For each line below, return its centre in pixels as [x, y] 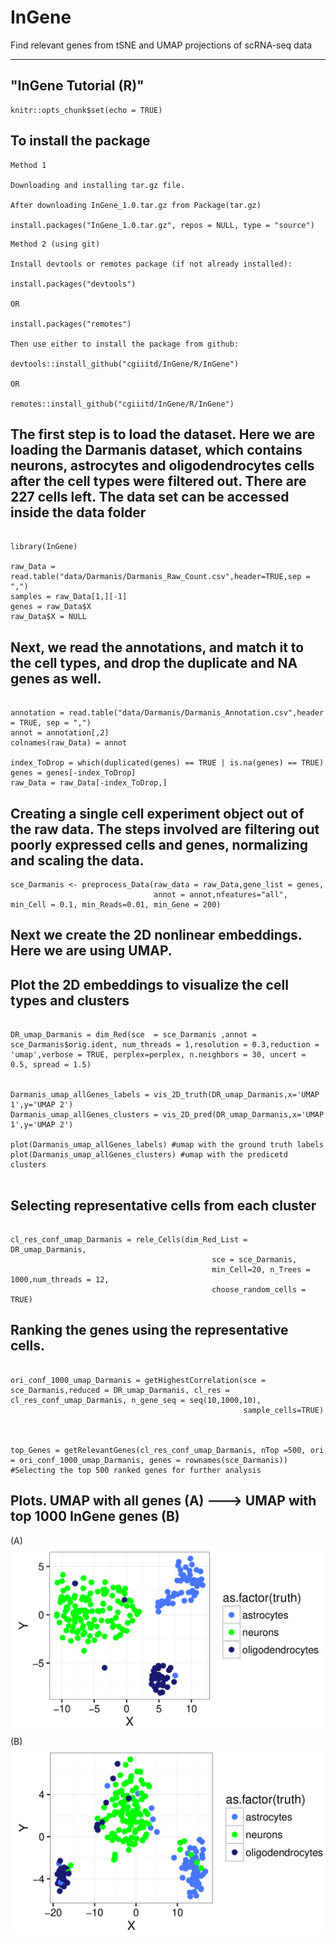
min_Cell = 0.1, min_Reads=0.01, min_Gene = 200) [116, 905]
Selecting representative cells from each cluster [163, 1205]
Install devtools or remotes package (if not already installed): [151, 264]
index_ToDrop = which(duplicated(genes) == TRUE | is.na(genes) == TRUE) [167, 763]
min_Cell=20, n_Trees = [261, 1270]
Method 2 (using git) [55, 244]
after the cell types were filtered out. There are [158, 481]
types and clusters [70, 1000]
